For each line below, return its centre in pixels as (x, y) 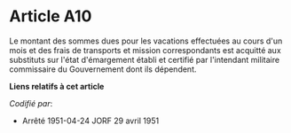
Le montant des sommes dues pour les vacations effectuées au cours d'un (146, 41)
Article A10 (51, 16)
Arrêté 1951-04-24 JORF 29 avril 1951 (90, 121)
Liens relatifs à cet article (57, 86)
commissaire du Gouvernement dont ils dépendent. (103, 69)
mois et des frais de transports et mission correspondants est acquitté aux (145, 50)
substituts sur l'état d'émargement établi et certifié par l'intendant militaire (145, 59)
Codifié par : (31, 103)
